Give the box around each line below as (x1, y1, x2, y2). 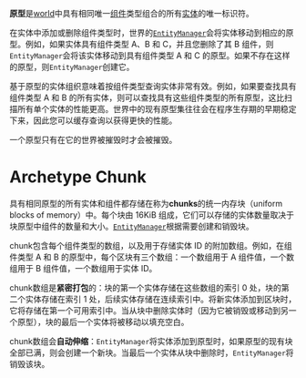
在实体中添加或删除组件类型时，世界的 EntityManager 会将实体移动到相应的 (9, 27, 287, 38)
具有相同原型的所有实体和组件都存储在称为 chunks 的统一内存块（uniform (9, 198, 283, 209)
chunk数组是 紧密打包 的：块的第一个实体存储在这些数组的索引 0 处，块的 (9, 281, 282, 293)
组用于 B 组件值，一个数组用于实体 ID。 (9, 262, 158, 273)
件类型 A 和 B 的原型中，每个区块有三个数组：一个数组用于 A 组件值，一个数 (9, 251, 295, 262)
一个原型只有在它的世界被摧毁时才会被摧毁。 (9, 135, 178, 145)
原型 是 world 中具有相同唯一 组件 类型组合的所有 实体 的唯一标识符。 (9, 8, 255, 18)
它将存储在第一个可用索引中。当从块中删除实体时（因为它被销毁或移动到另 (9, 304, 289, 316)
